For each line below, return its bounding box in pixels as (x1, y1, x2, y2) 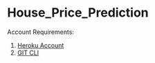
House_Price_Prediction (7, 5, 149, 21)
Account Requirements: (7, 28, 75, 36)
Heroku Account (17, 41, 64, 49)
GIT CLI (17, 48, 39, 57)
